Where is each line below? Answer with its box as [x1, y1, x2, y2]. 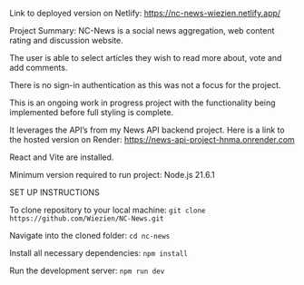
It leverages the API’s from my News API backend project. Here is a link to [9, 124, 285, 135]
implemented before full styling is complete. [9, 107, 174, 117]
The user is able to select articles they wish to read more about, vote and [9, 53, 282, 63]
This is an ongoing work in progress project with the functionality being [9, 97, 276, 108]
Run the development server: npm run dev [9, 265, 165, 276]
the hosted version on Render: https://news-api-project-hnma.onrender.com [9, 134, 295, 144]
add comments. [9, 63, 68, 73]
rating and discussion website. [9, 35, 124, 45]
